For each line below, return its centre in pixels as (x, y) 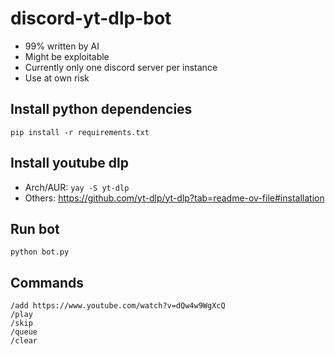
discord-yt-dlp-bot (91, 18)
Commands (47, 282)
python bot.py (40, 252)
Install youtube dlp (69, 163)
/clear (24, 341)
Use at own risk (57, 78)
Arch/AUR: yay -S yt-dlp (77, 187)
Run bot (35, 228)
